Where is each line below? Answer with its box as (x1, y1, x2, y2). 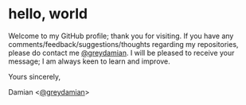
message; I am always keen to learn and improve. (8, 56, 171, 66)
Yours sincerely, (8, 72, 61, 81)
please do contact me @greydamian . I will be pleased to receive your (8, 48, 235, 57)
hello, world (8, 5, 88, 23)
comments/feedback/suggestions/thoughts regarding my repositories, (8, 39, 239, 49)
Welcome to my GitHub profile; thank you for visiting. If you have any (8, 31, 234, 41)
